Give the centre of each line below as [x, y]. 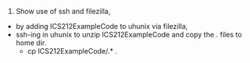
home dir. [31, 43]
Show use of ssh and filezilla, [63, 11]
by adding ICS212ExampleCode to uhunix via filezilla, [102, 26]
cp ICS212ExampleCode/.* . [73, 51]
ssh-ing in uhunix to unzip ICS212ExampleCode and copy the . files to [129, 35]
